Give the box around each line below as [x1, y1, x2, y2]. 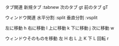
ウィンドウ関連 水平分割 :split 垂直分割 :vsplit [5, 15, 98, 21]
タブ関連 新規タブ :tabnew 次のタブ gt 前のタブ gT [5, 4, 109, 10]
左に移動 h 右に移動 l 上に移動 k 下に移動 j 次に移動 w [5, 25, 115, 31]
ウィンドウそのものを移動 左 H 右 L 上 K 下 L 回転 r [5, 36, 109, 41]
